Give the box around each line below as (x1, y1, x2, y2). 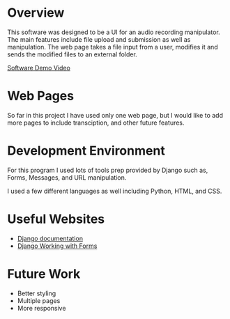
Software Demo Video (7, 63, 71, 72)
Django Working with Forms (17, 242, 98, 250)
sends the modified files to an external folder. (7, 50, 137, 59)
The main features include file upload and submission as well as (7, 35, 191, 43)
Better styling (17, 289, 56, 297)
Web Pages (7, 88, 75, 104)
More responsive (17, 304, 66, 312)
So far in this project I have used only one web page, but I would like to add (7, 111, 223, 119)
